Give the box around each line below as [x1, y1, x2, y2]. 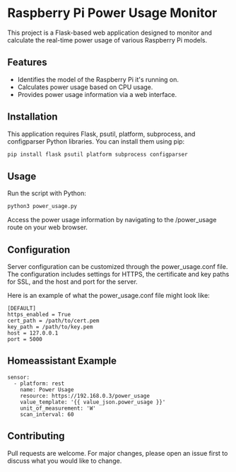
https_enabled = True [7, 311, 71, 318]
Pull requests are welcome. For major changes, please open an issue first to [7, 449, 228, 457]
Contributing [7, 430, 65, 442]
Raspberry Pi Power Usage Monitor [7, 5, 218, 21]
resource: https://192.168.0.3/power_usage [20, 392, 151, 399]
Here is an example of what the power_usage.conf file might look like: [7, 291, 210, 299]
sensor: [7, 374, 30, 381]
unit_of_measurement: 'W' [20, 405, 97, 412]
